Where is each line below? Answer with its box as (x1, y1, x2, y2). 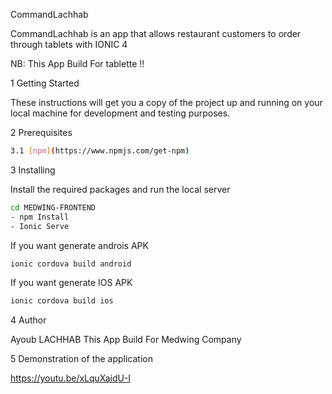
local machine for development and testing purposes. (10, 107, 231, 119)
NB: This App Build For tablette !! (10, 58, 145, 69)
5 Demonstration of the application (10, 353, 154, 365)
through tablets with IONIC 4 (10, 39, 128, 50)
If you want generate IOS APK (10, 277, 133, 289)
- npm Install (10, 212, 70, 222)
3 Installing (10, 164, 56, 176)
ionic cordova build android (10, 259, 132, 269)
